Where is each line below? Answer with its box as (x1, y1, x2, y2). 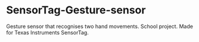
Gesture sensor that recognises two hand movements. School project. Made (6, 23, 194, 30)
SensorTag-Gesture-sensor (6, 3, 146, 17)
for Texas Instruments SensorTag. (6, 29, 89, 36)
